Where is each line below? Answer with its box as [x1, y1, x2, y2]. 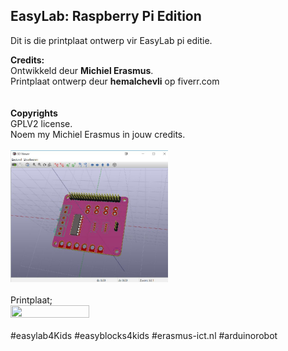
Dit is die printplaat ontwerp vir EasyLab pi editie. [10, 34, 213, 46]
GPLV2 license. [10, 117, 73, 129]
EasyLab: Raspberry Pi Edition [10, 8, 202, 25]
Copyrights [10, 107, 58, 119]
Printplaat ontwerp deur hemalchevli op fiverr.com [10, 75, 220, 87]
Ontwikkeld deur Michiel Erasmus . [10, 64, 154, 76]
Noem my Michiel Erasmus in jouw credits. [10, 128, 186, 140]
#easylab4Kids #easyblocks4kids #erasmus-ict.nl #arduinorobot [10, 330, 278, 342]
